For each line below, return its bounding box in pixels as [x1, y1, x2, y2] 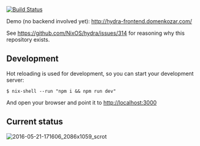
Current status [6, 117, 63, 127]
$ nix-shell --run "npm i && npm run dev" [6, 88, 116, 94]
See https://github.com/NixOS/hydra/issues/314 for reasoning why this [6, 29, 185, 37]
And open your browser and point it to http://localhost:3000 [6, 98, 157, 106]
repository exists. [6, 36, 50, 43]
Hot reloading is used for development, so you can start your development [6, 70, 194, 77]
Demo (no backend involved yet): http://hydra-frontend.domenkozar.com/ [6, 18, 193, 24]
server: [6, 76, 24, 84]
